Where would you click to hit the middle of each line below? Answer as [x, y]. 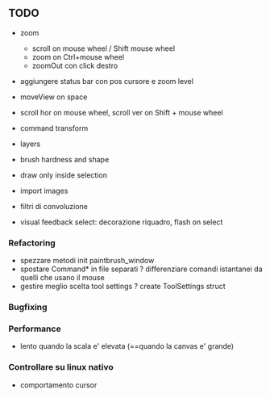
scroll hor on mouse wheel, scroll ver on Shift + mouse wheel [121, 112]
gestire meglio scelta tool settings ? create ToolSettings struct [123, 287]
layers [30, 144]
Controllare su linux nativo [61, 367]
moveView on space [54, 97]
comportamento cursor [58, 385]
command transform [54, 128]
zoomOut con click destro [75, 65]
